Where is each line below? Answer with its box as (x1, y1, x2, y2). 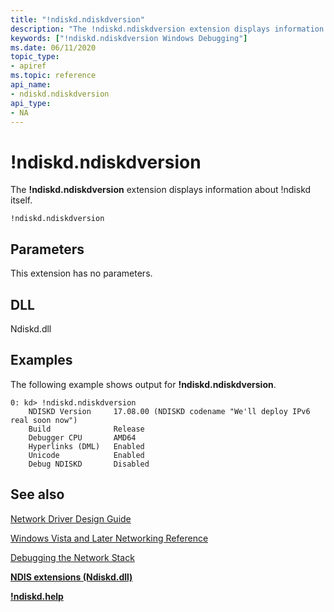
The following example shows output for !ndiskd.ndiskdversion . (10, 378, 277, 390)
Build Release (28, 424, 145, 434)
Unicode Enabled (28, 450, 145, 460)
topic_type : (10, 52, 60, 62)
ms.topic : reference (10, 71, 97, 81)
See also (10, 486, 65, 503)
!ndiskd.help (10, 590, 64, 602)
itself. (10, 194, 33, 206)
